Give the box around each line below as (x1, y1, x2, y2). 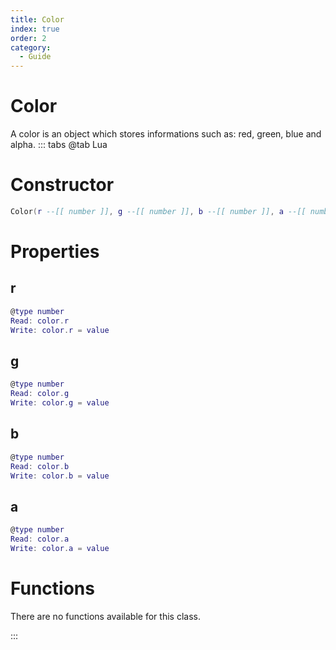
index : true (10, 24, 60, 34)
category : (10, 42, 52, 53)
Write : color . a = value (10, 543, 110, 553)
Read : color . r (10, 316, 70, 326)
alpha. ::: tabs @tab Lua (10, 139, 108, 151)
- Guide (19, 52, 52, 62)
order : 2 (10, 33, 47, 43)
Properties (10, 241, 100, 263)
